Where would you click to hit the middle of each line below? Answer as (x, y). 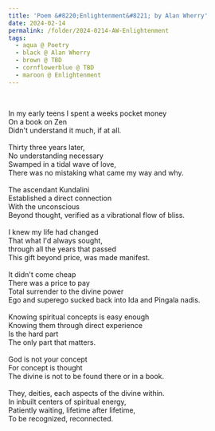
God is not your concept (48, 359)
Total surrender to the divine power (66, 291)
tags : (17, 38)
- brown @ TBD (39, 61)
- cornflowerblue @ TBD (55, 68)
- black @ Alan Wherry (53, 53)
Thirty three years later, (47, 147)
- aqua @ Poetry (42, 45)
